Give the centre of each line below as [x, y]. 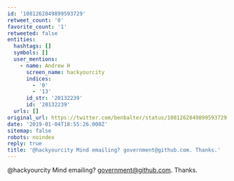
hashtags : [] [33, 46]
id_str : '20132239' [54, 99]
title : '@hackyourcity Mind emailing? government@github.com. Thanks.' [114, 150]
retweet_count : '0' [36, 20]
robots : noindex [31, 137]
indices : [39, 79]
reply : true [25, 144]
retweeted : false [33, 33]
